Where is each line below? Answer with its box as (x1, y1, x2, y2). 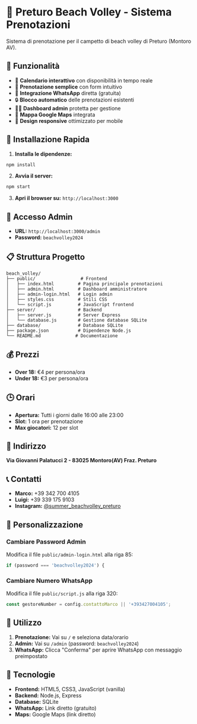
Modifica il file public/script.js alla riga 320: (6, 590, 118, 597)
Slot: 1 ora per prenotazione (14, 418, 84, 425)
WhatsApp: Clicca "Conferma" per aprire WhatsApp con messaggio (14, 646, 182, 653)
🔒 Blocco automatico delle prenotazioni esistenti (14, 96, 135, 103)
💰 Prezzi (6, 350, 40, 360)
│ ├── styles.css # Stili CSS (6, 296, 108, 302)
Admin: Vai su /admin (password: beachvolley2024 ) (14, 640, 139, 647)
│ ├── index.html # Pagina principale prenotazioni (6, 281, 163, 287)
